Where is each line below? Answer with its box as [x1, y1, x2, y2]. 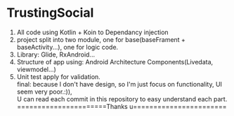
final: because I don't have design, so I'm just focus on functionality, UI [16, 80, 223, 88]
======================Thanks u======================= [16, 102, 227, 110]
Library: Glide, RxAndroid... [16, 50, 96, 59]
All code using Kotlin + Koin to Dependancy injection [16, 28, 169, 36]
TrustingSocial [6, 5, 94, 21]
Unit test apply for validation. [16, 72, 101, 81]
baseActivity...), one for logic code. [16, 43, 119, 51]
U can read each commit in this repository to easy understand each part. [16, 94, 228, 103]
